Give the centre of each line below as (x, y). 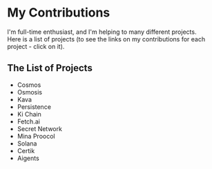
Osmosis (30, 92)
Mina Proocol (36, 136)
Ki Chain (29, 114)
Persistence (34, 107)
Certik (26, 150)
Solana (27, 143)
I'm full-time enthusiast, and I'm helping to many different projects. (102, 32)
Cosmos (29, 85)
